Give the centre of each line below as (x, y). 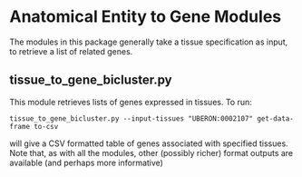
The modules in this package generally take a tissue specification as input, (149, 42)
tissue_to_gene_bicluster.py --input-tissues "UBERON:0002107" (132, 118)
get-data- (276, 118)
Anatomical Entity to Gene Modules (146, 17)
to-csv (46, 126)
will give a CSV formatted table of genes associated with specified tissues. (149, 143)
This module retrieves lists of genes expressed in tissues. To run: (131, 102)
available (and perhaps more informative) (86, 162)
